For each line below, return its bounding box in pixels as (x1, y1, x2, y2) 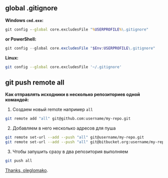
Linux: (5, 54, 18, 60)
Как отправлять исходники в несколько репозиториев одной (5, 91, 140, 97)
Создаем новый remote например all (12, 106, 93, 112)
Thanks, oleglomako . (5, 167, 48, 173)
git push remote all (5, 78, 64, 86)
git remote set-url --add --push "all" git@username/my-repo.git (5, 135, 144, 140)
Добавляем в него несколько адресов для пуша (12, 125, 116, 131)
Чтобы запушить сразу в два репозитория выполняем (12, 148, 128, 154)
